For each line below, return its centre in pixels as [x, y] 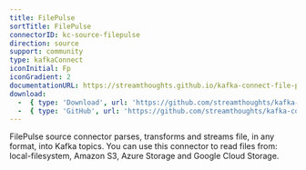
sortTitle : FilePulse [51, 26]
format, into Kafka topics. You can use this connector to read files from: [143, 146]
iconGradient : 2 [40, 77]
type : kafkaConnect [46, 60]
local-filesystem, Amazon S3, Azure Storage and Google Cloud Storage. [144, 156]
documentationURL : [44, 85]
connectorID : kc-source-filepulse [75, 35]
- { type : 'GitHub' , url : [69, 111]
